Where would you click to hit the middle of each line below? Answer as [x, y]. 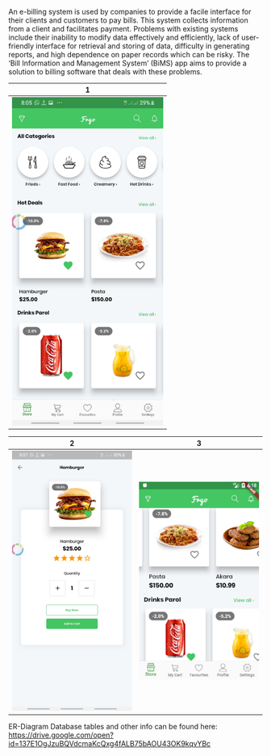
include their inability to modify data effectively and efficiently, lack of [124, 37]
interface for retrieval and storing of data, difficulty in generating [143, 46]
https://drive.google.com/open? [61, 735]
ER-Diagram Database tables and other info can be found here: [113, 726]
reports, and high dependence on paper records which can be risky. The [129, 55]
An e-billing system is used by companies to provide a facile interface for [130, 12]
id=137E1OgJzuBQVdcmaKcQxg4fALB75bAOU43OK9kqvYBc [110, 743]
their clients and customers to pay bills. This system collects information [128, 20]
